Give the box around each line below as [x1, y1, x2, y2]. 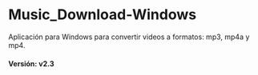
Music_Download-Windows [8, 6, 197, 24]
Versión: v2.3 [8, 58, 54, 69]
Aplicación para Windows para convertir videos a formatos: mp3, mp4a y [8, 32, 250, 41]
